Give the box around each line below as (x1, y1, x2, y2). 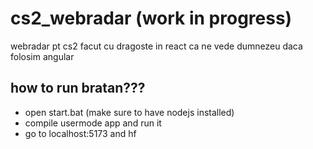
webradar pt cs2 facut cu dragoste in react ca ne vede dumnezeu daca (10, 40, 303, 52)
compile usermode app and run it (24, 117, 162, 129)
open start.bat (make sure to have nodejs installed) (24, 106, 235, 118)
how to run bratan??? (10, 80, 146, 97)
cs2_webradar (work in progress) (10, 7, 293, 30)
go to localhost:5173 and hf (24, 127, 137, 139)
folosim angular (10, 50, 75, 62)
